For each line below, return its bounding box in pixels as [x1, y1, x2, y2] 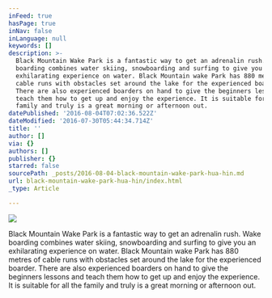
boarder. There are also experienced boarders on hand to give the [8, 263, 229, 273]
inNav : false [8, 27, 53, 35]
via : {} [8, 139, 35, 148]
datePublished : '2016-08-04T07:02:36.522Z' [8, 110, 158, 118]
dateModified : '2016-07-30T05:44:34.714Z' [8, 117, 154, 125]
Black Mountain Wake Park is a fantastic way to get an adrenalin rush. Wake [8, 229, 261, 238]
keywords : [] [8, 42, 53, 50]
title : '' [8, 124, 42, 132]
